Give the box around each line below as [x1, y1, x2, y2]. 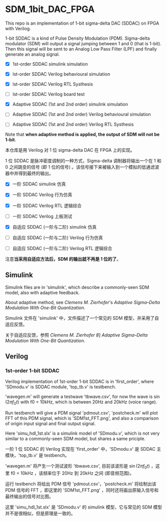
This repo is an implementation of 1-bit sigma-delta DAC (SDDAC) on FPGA [5, 20, 159, 26]
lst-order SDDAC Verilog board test [12, 91, 85, 97]
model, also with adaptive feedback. [5, 289, 80, 295]
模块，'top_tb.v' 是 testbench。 [5, 452, 69, 458]
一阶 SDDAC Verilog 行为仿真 [12, 192, 72, 198]
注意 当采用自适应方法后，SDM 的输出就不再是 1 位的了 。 [5, 256, 121, 262]
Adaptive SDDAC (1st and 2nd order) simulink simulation [12, 101, 128, 108]
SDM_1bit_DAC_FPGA [5, 4, 95, 15]
